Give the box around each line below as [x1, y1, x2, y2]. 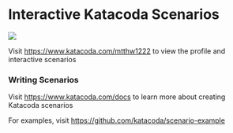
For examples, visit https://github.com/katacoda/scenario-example [8, 116, 225, 125]
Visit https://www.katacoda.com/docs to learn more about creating [8, 92, 226, 102]
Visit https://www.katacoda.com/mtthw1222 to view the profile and [8, 46, 226, 56]
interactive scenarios [8, 54, 77, 64]
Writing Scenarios [8, 74, 79, 85]
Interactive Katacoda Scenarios [8, 6, 220, 24]
